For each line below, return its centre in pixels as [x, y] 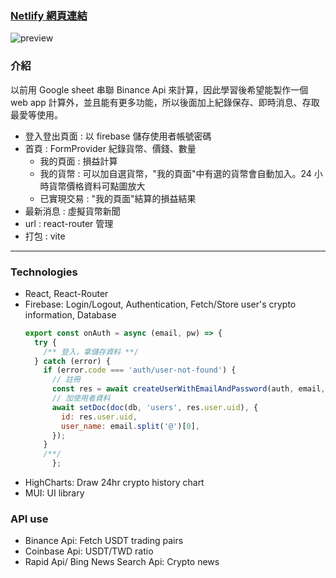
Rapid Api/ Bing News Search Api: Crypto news [122, 562]
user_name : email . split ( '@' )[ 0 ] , [131, 426]
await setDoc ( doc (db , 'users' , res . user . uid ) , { [155, 407]
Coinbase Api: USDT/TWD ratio [89, 551]
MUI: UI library [54, 493]
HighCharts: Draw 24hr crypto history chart [114, 483]
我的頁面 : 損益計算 [78, 161]
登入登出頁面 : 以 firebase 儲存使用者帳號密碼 [118, 136]
